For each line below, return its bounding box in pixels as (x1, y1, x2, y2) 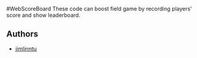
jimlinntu (15, 45, 37, 52)
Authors (6, 29, 39, 39)
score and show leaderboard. (6, 11, 81, 19)
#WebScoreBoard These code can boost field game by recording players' (6, 5, 193, 12)
